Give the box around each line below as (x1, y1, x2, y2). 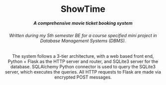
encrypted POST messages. (54, 74, 112, 80)
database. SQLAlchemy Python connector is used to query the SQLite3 (10, 63, 156, 70)
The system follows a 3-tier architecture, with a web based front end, (12, 53, 154, 59)
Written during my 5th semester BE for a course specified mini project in (9, 33, 157, 39)
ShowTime (61, 3, 105, 15)
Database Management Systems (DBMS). (40, 38, 126, 44)
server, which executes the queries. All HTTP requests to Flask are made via (5, 69, 161, 75)
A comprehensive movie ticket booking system (33, 20, 133, 26)
